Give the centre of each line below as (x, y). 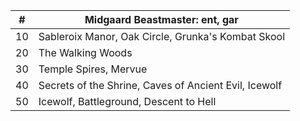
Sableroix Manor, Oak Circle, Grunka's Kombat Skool (162, 36)
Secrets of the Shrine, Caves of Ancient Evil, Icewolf (160, 85)
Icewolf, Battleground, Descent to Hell (127, 101)
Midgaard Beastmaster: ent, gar (161, 19)
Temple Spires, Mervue (93, 69)
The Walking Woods (85, 52)
